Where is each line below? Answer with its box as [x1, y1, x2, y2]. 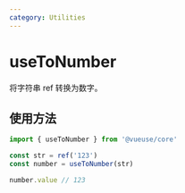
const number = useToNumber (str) [9, 160, 134, 169]
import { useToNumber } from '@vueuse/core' [9, 135, 178, 144]
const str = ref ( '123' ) [9, 151, 98, 161]
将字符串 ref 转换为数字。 [9, 82, 103, 93]
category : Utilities [9, 13, 87, 22]
